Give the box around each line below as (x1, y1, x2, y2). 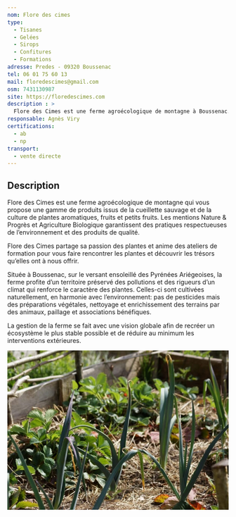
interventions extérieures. (7, 337, 81, 345)
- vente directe (13, 152, 61, 160)
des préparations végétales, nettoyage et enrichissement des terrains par (7, 300, 220, 309)
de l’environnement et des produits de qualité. (7, 228, 140, 237)
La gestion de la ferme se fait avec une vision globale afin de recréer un (7, 321, 216, 330)
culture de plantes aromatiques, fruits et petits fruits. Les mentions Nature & (7, 213, 227, 222)
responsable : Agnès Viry (7, 116, 80, 123)
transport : (7, 145, 39, 152)
